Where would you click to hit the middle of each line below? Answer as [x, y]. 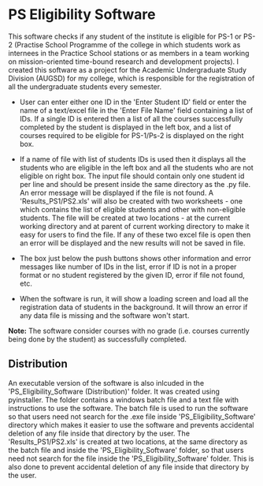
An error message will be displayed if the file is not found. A [117, 193]
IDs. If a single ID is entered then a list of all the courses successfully [131, 118]
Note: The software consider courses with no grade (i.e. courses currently [129, 331]
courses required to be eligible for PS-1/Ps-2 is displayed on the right [131, 135]
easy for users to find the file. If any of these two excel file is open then [135, 234]
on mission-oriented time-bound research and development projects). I [123, 62]
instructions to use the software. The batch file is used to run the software [128, 408]
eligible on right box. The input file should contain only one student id [132, 176]
